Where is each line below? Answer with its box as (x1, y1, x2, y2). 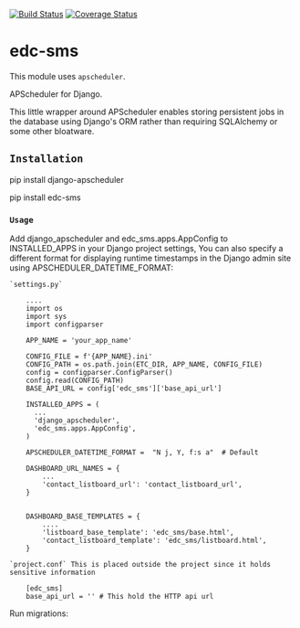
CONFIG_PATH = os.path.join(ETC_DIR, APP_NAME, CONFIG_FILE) (26, 360, 263, 369)
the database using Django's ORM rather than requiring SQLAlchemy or (9, 115, 278, 127)
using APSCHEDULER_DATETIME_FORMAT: (9, 262, 174, 273)
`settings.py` (9, 280, 64, 290)
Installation (9, 152, 84, 165)
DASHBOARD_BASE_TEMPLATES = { (26, 512, 141, 521)
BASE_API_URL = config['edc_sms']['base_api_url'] (26, 384, 222, 393)
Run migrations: (9, 608, 68, 619)
